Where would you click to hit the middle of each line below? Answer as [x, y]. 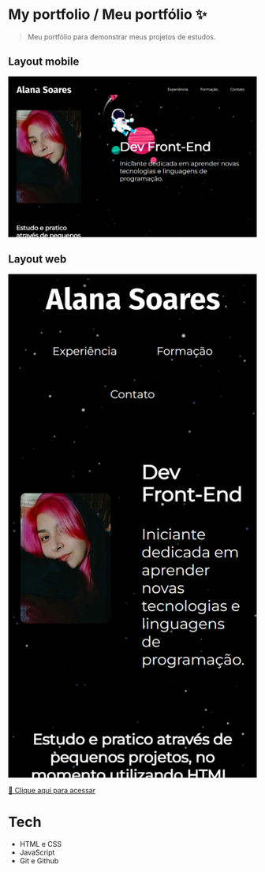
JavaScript [37, 852]
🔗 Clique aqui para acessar [52, 790]
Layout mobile [44, 62]
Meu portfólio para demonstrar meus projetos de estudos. [121, 36]
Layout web [37, 259]
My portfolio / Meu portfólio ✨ [108, 15]
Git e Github [39, 860]
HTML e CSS [41, 844]
